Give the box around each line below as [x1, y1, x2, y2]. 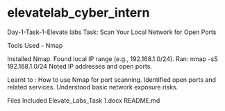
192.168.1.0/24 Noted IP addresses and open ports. [7, 62, 153, 70]
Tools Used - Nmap [7, 41, 63, 49]
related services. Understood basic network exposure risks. [7, 83, 178, 91]
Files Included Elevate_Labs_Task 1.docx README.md [7, 96, 160, 105]
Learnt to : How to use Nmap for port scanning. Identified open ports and [7, 75, 217, 84]
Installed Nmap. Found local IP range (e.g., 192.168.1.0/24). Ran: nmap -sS [7, 54, 219, 63]
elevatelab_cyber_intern [7, 5, 150, 21]
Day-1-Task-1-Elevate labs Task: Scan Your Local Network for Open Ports [7, 28, 217, 36]
